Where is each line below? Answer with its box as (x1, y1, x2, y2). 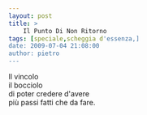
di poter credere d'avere (8, 89, 90, 98)
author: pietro (8, 49, 60, 57)
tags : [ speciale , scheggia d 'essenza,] (8, 34, 140, 43)
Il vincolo (8, 72, 39, 81)
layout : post (8, 11, 53, 20)
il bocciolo (8, 80, 43, 90)
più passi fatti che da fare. (8, 98, 96, 107)
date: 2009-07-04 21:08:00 (8, 42, 100, 50)
